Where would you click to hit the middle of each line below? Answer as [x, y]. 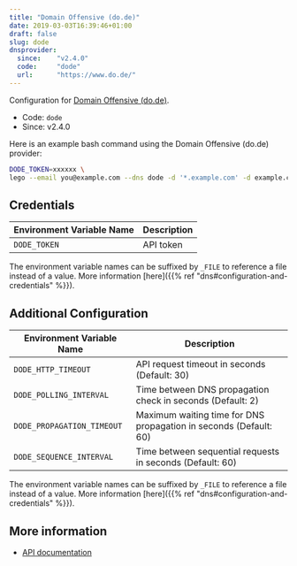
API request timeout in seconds [201, 364]
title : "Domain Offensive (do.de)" [75, 17]
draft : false [33, 34]
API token [163, 245]
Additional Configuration [79, 314]
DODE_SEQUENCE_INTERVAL [64, 457]
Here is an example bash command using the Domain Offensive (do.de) [139, 143]
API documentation [57, 552]
